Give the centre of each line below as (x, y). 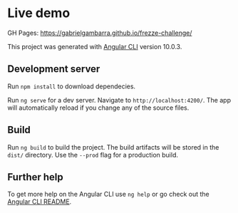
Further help (36, 177)
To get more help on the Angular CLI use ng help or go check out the (108, 194)
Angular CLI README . (40, 202)
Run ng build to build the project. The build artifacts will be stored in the (113, 147)
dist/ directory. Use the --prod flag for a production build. (93, 155)
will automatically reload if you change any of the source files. (98, 108)
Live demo (39, 13)
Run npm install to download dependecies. (72, 86)
